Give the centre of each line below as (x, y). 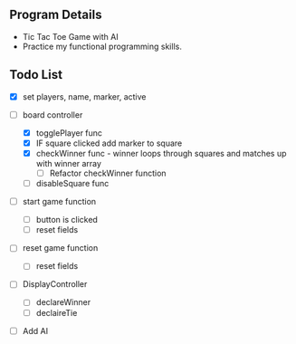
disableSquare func (72, 183)
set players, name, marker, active (84, 96)
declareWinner (63, 302)
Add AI (35, 330)
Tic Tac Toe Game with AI (71, 36)
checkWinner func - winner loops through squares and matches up (161, 153)
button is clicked (67, 220)
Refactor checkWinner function (108, 173)
